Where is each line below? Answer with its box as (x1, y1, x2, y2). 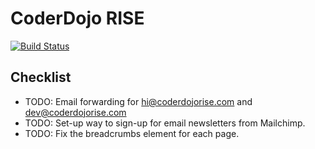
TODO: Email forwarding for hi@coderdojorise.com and (24, 95, 253, 107)
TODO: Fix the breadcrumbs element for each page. (24, 127, 240, 139)
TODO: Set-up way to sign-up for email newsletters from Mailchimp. (24, 117, 306, 129)
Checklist (10, 69, 72, 86)
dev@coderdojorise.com (24, 106, 127, 118)
